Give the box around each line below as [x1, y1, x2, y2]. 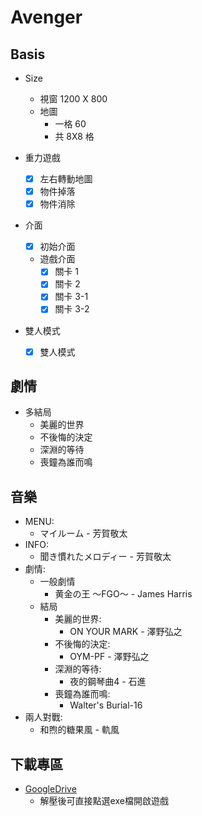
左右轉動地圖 [39, 173, 93, 185]
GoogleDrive [24, 783, 77, 795]
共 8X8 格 [54, 131, 95, 142]
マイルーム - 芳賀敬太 [39, 527, 128, 540]
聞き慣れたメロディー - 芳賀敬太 [39, 551, 172, 563]
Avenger [10, 6, 83, 29]
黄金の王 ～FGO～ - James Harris [54, 588, 193, 600]
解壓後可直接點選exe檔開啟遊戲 [39, 795, 169, 806]
